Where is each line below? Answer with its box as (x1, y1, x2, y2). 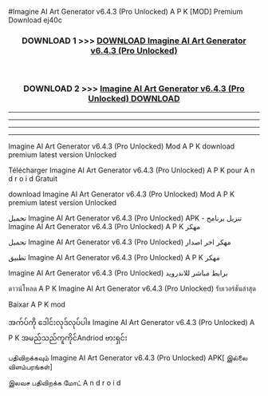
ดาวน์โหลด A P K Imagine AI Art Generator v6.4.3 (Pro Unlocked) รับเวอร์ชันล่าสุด (8, 283, 257, 293)
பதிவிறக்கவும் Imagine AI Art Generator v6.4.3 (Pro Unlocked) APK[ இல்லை (8, 353, 248, 362)
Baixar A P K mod (8, 299, 66, 309)
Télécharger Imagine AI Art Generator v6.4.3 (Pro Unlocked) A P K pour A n (8, 165, 255, 175)
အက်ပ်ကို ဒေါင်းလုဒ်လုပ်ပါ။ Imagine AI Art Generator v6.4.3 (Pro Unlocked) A (8, 317, 255, 327)
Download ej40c (8, 15, 62, 25)
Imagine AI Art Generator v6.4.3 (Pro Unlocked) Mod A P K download (8, 141, 235, 151)
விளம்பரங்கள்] (8, 362, 53, 371)
